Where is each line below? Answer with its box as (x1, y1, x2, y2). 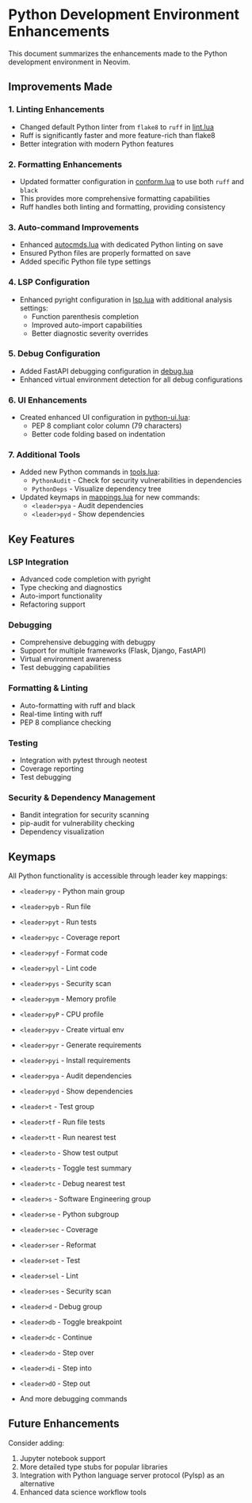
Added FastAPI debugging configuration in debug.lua (19, 366, 194, 376)
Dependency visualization (19, 827, 105, 837)
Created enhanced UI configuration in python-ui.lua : (19, 413, 190, 422)
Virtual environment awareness (19, 654, 122, 664)
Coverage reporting (19, 764, 85, 773)
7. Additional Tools (8, 449, 81, 461)
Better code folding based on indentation (31, 430, 166, 439)
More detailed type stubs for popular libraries (19, 1462, 168, 1471)
